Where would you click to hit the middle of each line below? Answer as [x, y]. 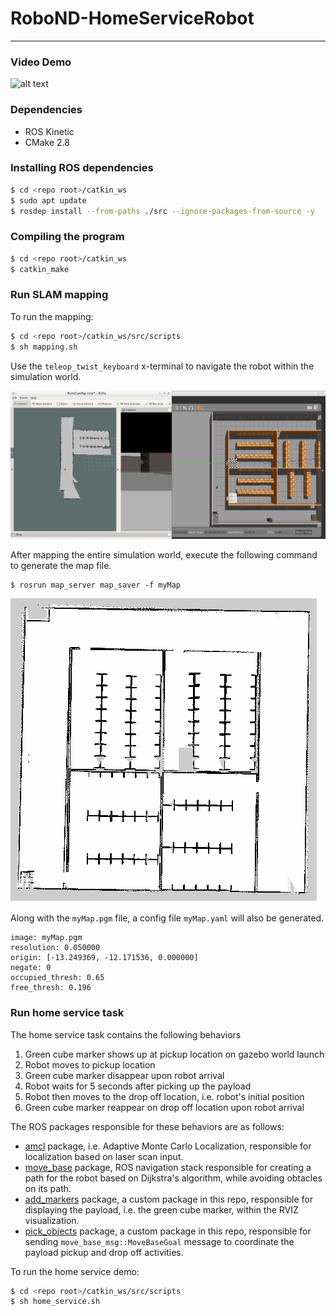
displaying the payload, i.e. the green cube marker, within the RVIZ [161, 1209]
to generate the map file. [61, 566]
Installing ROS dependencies [82, 168]
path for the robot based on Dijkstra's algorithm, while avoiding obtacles [173, 1178]
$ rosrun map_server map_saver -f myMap [96, 585]
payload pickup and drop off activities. [104, 1252]
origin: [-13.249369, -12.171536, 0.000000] [104, 958]
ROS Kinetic [49, 131]
